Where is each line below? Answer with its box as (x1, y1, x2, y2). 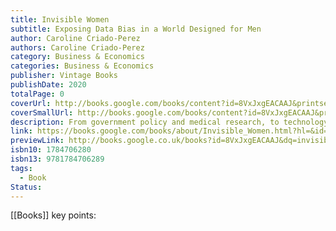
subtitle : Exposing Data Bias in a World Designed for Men (10, 24, 262, 34)
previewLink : (10, 136, 65, 146)
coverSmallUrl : (10, 107, 74, 118)
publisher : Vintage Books (10, 71, 118, 81)
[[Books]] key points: (10, 209, 97, 221)
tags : (10, 163, 33, 173)
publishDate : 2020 (10, 80, 87, 90)
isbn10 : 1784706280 (10, 145, 92, 155)
